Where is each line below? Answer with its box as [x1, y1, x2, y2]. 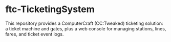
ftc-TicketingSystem [5, 4, 95, 15]
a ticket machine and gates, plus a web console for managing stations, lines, [5, 25, 166, 31]
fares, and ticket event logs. [5, 31, 64, 37]
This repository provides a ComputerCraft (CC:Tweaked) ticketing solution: [5, 20, 163, 26]
